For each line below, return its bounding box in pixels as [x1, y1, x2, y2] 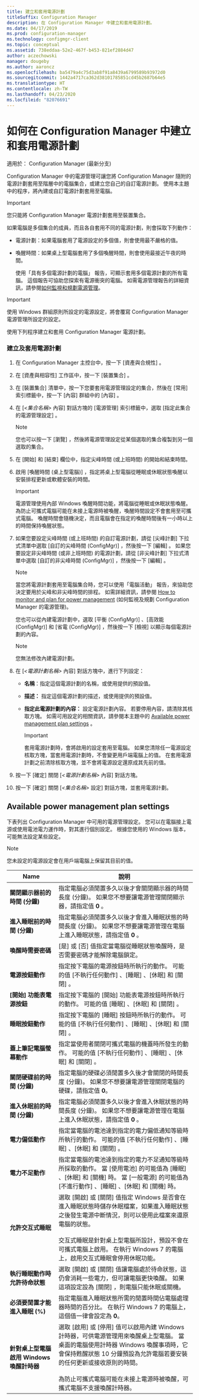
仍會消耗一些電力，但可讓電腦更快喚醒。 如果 [58, 1274, 185, 1282]
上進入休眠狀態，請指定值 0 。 [58, 1115, 143, 1124]
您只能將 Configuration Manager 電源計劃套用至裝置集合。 [6, 211, 149, 218]
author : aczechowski [6, 53, 58, 59]
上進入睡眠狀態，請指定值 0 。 [58, 930, 143, 939]
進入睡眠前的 [9, 917, 46, 926]
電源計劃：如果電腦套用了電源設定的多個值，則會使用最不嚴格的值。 [15, 237, 181, 244]
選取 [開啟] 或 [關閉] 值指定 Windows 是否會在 [58, 1193, 186, 1201]
